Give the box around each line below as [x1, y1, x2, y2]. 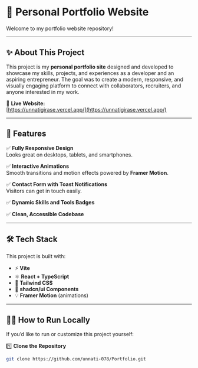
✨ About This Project [6, 47, 85, 58]
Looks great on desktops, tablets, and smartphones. [6, 151, 133, 158]
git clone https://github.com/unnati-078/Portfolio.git [6, 356, 146, 362]
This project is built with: [6, 253, 66, 260]
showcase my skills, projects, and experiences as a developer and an [6, 69, 174, 76]
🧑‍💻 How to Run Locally [6, 315, 90, 325]
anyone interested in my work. [6, 88, 80, 95]
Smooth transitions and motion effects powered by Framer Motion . [6, 169, 169, 176]
